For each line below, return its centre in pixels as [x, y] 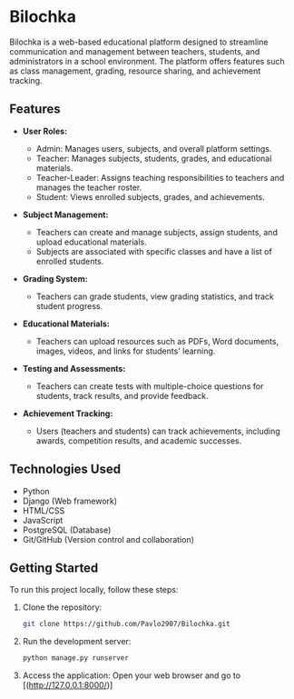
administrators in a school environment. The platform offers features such [147, 61]
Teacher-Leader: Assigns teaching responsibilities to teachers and [160, 177]
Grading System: [55, 278]
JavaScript [43, 520]
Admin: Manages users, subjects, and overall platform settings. [154, 148]
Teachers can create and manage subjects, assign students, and [157, 232]
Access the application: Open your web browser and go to [132, 675]
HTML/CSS [44, 510]
